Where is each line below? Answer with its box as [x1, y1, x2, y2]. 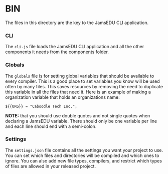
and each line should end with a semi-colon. [5, 123, 97, 129]
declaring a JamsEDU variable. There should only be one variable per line [5, 118, 157, 124]
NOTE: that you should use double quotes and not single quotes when [5, 112, 150, 118]
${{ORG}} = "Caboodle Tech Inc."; [5, 104, 78, 109]
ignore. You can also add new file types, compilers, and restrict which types [5, 157, 162, 163]
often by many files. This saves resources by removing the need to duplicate [5, 83, 163, 89]
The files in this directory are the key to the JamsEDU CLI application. [5, 20, 149, 26]
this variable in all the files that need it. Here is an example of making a [5, 89, 151, 95]
